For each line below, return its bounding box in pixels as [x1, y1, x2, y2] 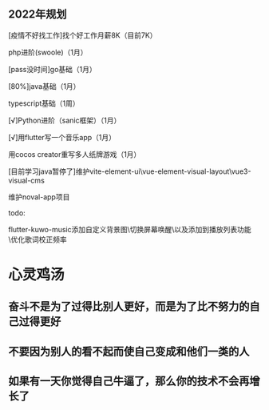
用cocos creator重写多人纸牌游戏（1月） [8, 149, 141, 159]
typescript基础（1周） [8, 98, 80, 108]
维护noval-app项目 [8, 191, 70, 202]
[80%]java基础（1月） [8, 81, 81, 90]
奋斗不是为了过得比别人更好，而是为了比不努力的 [8, 299, 250, 314]
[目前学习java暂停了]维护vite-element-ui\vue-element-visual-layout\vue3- [8, 167, 251, 176]
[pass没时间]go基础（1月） [8, 64, 97, 74]
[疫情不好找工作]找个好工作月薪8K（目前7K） [8, 30, 157, 40]
